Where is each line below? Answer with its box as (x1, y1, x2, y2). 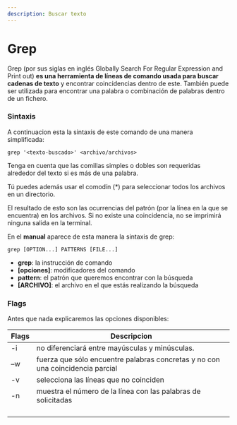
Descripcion (110, 331, 153, 341)
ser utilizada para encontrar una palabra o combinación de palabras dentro (7, 86, 225, 95)
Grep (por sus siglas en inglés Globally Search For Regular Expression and (7, 64, 224, 73)
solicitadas (36, 395, 73, 405)
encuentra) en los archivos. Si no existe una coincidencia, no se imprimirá (7, 211, 221, 220)
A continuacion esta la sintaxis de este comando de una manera (7, 128, 193, 136)
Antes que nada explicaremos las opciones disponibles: (7, 315, 169, 323)
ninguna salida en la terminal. (7, 218, 93, 227)
